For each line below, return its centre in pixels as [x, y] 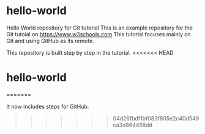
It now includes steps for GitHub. [48, 106]
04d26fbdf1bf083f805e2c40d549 [156, 118]
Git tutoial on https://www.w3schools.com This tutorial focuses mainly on [99, 34]
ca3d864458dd [133, 125]
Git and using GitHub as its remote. [50, 41]
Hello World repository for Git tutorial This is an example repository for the [100, 28]
